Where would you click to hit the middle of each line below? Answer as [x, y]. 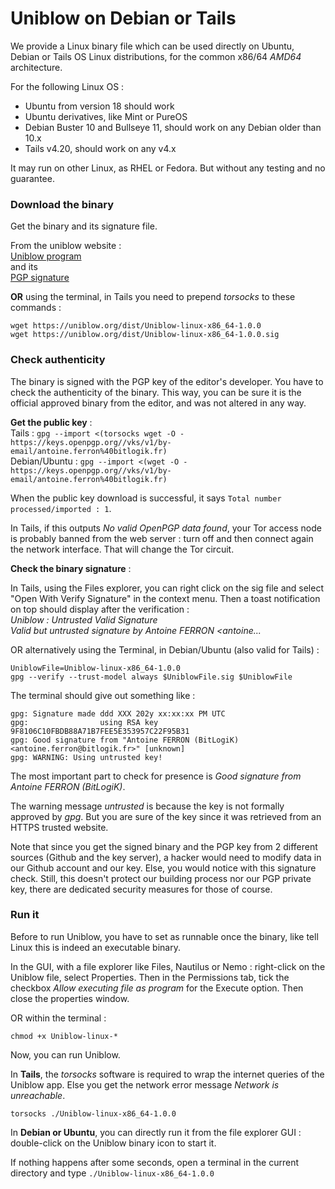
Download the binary [62, 204]
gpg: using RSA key [84, 722]
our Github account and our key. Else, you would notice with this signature [163, 868]
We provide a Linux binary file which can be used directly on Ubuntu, [152, 46]
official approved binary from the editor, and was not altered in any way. [158, 403]
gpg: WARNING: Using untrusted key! [86, 757]
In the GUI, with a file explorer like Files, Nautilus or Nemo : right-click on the [168, 966]
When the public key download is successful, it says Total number [146, 498]
